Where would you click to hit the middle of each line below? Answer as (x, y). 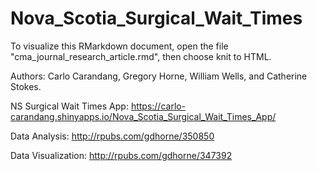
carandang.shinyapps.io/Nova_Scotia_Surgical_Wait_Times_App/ (143, 116)
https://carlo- (158, 106)
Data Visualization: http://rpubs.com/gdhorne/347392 (121, 155)
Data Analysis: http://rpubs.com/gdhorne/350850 (112, 136)
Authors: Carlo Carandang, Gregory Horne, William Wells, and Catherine (159, 76)
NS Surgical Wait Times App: (69, 106)
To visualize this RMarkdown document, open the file (119, 46)
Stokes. (26, 86)
